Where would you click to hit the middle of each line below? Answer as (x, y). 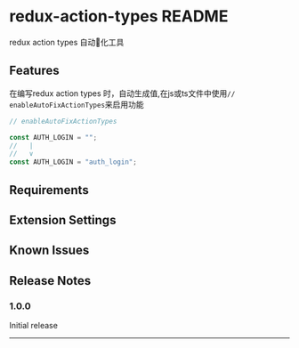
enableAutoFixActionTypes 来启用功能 (77, 104)
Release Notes (50, 281)
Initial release (33, 325)
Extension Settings (63, 220)
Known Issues (49, 251)
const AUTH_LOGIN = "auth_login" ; (73, 162)
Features (34, 71)
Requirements (49, 190)
